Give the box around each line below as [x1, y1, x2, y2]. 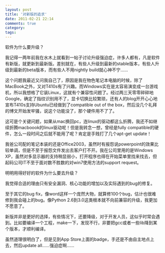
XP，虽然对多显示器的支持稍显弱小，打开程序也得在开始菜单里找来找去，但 [5, 153, 157, 159]
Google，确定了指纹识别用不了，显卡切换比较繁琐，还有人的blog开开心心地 [5, 96, 158, 101]
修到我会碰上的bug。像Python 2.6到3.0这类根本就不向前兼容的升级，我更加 [5, 197, 158, 203]
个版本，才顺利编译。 [5, 226, 48, 231]
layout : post [5, 7, 32, 12]
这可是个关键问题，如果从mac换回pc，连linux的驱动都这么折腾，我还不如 [5, 118, 153, 124]
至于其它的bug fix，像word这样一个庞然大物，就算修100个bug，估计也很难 [5, 191, 156, 197]
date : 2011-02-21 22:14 [5, 16, 54, 21]
